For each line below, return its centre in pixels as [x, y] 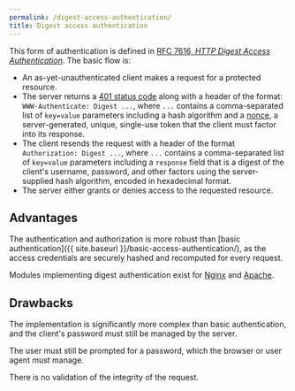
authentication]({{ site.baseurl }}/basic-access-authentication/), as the [138, 249]
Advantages [43, 218]
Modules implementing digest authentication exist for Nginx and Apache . [142, 275]
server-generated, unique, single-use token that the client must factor [149, 124]
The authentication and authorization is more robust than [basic [125, 239]
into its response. [53, 134]
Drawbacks [41, 303]
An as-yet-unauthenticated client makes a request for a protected [141, 77]
